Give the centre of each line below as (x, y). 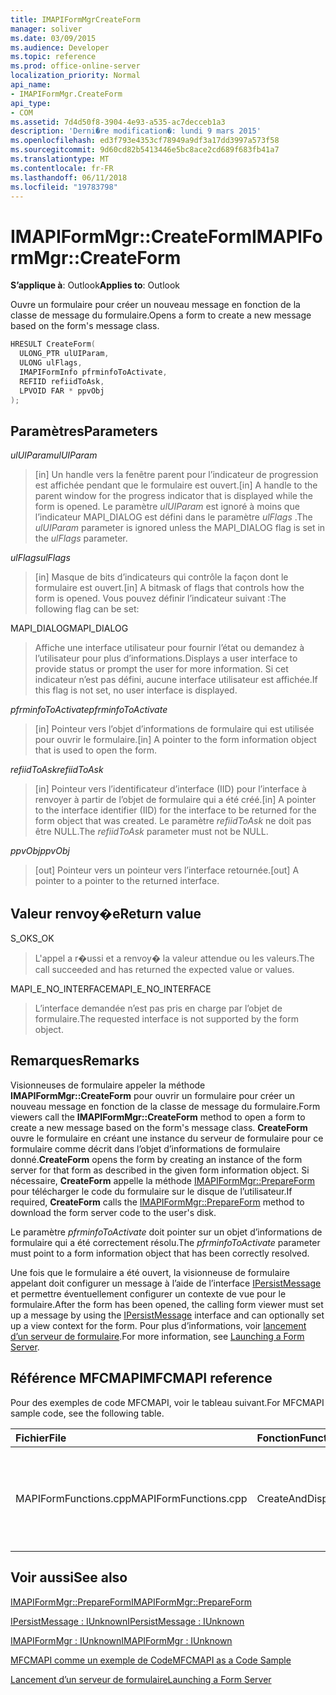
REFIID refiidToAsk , (62, 381)
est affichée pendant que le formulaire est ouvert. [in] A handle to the (176, 485)
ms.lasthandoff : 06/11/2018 (69, 177)
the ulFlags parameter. (81, 538)
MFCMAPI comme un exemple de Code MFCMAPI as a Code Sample (151, 1660)
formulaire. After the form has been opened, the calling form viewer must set (167, 1304)
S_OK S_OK (32, 938)
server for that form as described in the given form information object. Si (160, 1170)
